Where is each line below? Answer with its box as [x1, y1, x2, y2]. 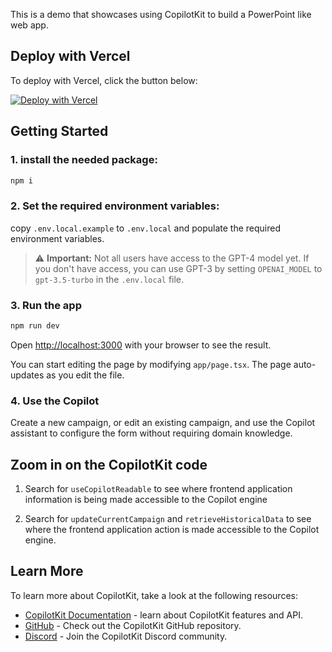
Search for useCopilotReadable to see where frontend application [24, 482, 293, 494]
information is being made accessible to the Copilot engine [24, 493, 268, 505]
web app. [10, 19, 49, 31]
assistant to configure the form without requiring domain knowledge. [10, 427, 293, 439]
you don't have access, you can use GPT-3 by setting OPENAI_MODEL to [34, 262, 323, 274]
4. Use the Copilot [10, 394, 100, 408]
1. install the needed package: [10, 153, 158, 167]
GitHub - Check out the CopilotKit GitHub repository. [24, 619, 242, 631]
